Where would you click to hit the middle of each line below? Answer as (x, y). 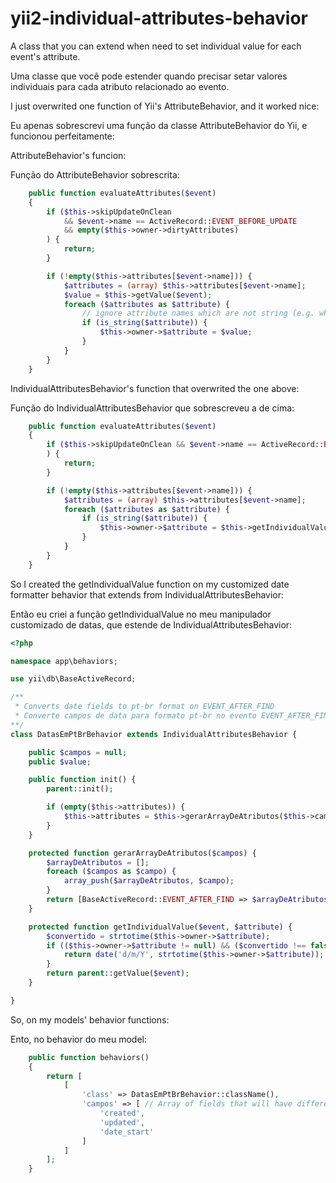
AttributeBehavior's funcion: (68, 155)
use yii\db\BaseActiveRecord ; (73, 679)
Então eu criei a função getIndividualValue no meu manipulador (141, 614)
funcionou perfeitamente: (62, 136)
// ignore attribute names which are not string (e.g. (198, 313)
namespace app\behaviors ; (64, 661)
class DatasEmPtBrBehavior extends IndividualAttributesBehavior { (154, 734)
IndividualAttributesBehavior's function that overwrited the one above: (155, 388)
